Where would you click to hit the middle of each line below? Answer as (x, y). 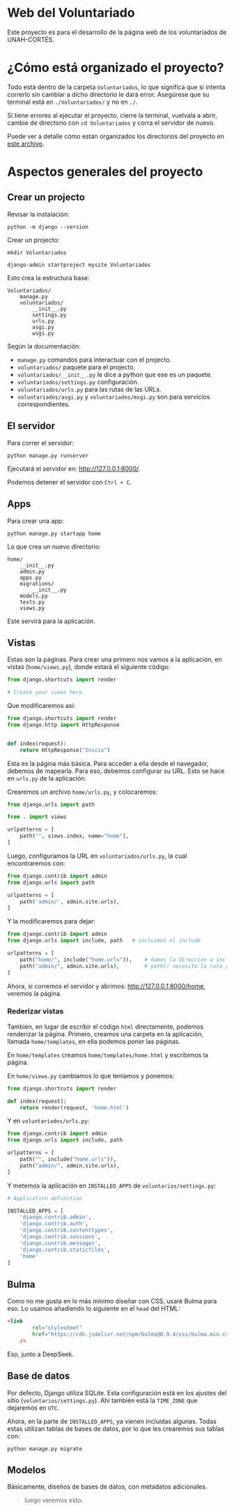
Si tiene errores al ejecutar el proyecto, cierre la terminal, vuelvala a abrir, (112, 115)
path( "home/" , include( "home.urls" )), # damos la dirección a (117, 960)
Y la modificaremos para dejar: (51, 921)
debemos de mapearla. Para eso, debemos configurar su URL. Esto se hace (116, 771)
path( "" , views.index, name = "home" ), (75, 836)
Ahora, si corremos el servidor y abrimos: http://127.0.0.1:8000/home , (106, 986)
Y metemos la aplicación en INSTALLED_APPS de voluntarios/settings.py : (111, 1186)
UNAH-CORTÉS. (31, 39)
